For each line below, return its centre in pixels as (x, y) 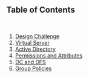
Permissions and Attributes (49, 55)
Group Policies (33, 68)
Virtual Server (32, 42)
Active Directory (35, 49)
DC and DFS (31, 62)
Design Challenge (37, 36)
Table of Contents (41, 10)
